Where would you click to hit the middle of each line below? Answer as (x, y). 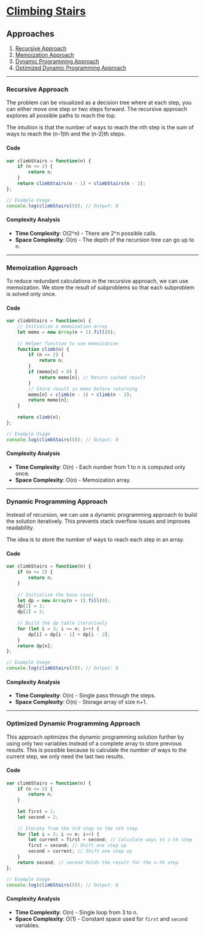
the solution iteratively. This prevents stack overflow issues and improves (98, 521)
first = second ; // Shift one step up (77, 846)
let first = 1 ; (37, 812)
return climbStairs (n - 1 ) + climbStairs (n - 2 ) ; (82, 184)
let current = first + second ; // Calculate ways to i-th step (110, 840)
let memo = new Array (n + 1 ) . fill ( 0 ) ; (67, 332)
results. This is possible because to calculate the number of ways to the (97, 750)
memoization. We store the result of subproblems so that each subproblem (100, 287)
